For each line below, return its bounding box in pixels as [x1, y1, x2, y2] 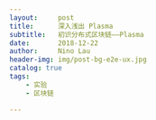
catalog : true [9, 64, 63, 73]
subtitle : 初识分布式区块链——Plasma [9, 30, 144, 39]
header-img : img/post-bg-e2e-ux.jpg [9, 55, 147, 64]
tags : [9, 72, 30, 81]
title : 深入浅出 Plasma [9, 22, 114, 31]
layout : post [9, 13, 75, 23]
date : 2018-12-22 [9, 38, 99, 48]
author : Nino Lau [9, 47, 91, 56]
